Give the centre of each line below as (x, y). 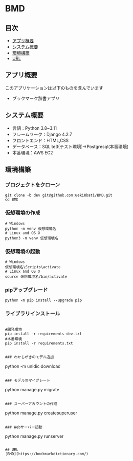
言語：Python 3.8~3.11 (34, 128)
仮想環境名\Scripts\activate (33, 267)
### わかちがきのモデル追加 (30, 357)
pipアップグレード (26, 289)
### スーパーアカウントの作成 (31, 403)
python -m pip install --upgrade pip (44, 300)
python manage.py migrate (32, 389)
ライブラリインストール (33, 314)
